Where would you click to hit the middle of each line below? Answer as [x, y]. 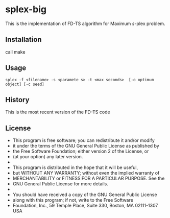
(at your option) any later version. [48, 157]
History [17, 100]
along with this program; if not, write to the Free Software [73, 200]
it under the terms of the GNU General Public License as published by [86, 146]
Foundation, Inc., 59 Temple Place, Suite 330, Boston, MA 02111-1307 [85, 206]
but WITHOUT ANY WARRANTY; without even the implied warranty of [86, 173]
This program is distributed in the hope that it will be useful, [75, 167]
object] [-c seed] [25, 84]
